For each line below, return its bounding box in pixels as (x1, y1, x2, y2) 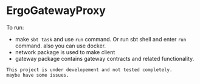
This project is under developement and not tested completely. (6, 66, 173, 73)
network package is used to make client (15, 48, 116, 55)
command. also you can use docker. (15, 42, 106, 49)
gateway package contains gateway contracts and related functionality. (15, 55, 195, 62)
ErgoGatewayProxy (6, 4, 106, 18)
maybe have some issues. (6, 72, 69, 78)
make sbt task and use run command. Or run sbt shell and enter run (15, 35, 187, 43)
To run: (6, 24, 24, 31)
